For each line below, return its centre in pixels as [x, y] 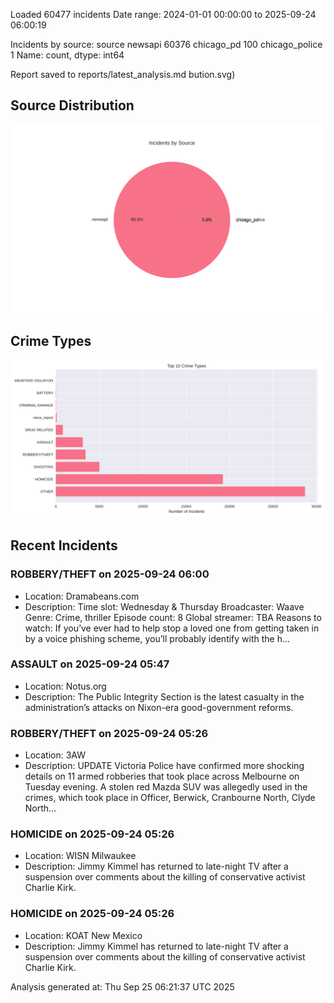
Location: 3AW [55, 755]
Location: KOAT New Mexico [83, 935]
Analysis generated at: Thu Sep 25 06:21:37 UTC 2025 [122, 986]
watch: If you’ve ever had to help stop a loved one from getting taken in [172, 628]
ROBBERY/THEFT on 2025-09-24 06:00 [110, 574]
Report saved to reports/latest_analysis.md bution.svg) [123, 74]
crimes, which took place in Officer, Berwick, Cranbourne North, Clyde [170, 798]
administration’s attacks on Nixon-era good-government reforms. [159, 707]
